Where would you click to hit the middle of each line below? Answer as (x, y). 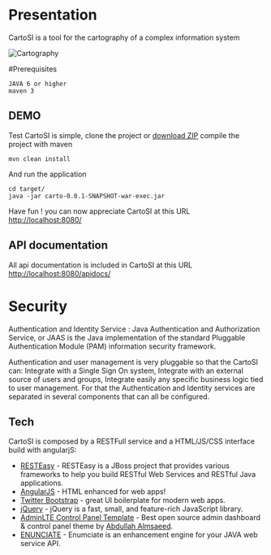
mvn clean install (39, 159)
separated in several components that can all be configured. (109, 397)
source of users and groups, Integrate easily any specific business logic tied (136, 379)
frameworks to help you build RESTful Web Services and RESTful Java (138, 475)
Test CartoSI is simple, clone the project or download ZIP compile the (124, 135)
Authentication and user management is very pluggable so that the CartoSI (133, 362)
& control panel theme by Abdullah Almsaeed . (97, 527)
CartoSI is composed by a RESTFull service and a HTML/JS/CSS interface (132, 441)
